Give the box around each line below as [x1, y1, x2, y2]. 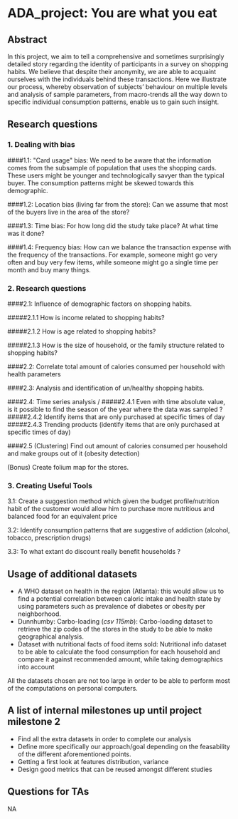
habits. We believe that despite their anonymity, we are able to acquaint [7, 68, 217, 76]
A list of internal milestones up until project [7, 704, 202, 717]
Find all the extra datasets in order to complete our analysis [17, 734, 192, 743]
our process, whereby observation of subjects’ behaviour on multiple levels [7, 83, 228, 91]
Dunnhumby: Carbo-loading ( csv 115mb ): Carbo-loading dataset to [17, 617, 213, 626]
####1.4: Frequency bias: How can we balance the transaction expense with [7, 242, 232, 251]
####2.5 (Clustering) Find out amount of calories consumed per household [7, 441, 227, 450]
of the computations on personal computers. [7, 684, 139, 693]
